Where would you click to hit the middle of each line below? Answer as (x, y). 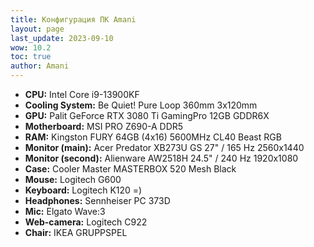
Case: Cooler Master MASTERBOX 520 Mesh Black (130, 169)
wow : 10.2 (31, 47)
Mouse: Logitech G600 (73, 179)
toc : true (31, 57)
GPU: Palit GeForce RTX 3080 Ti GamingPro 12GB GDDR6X (147, 115)
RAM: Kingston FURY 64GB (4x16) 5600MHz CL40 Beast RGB (153, 137)
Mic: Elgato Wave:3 (65, 211)
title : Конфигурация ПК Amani (73, 19)
